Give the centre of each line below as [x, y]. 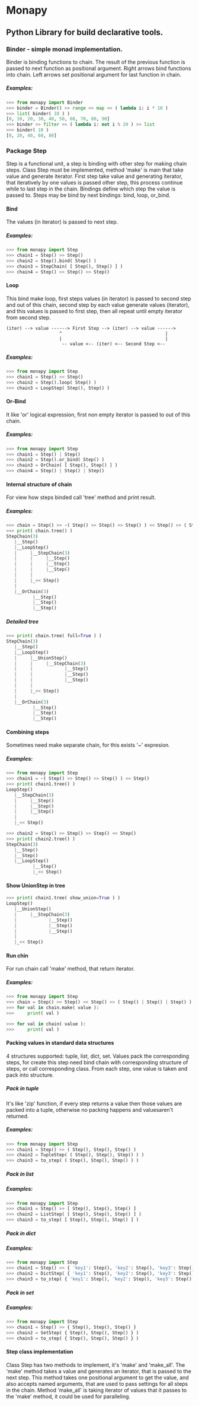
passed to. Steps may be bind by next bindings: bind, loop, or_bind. [88, 195]
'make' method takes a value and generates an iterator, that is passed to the [99, 1371]
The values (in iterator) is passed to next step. [62, 222]
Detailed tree [23, 621]
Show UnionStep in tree [36, 885]
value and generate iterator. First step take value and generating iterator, [94, 176]
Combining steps [28, 732]
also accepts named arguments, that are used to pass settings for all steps [97, 1383]
